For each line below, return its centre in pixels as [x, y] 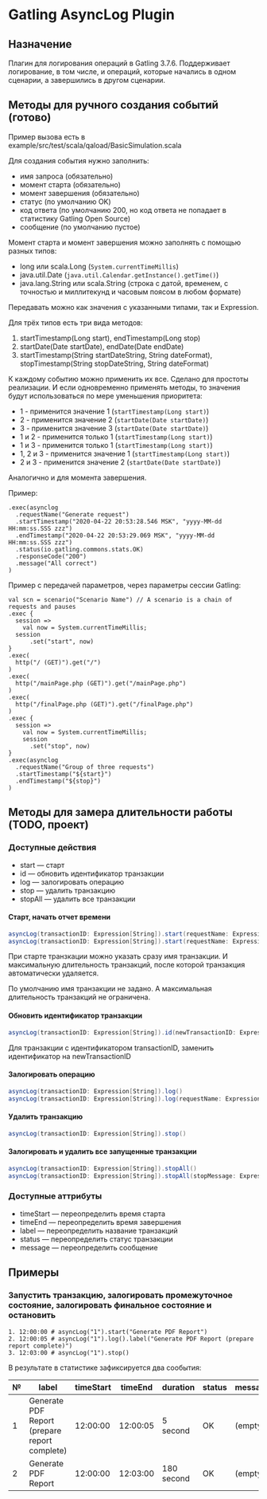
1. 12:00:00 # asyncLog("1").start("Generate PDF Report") [108, 1332]
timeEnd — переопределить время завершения [100, 1222]
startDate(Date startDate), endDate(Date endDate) [102, 346]
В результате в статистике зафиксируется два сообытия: [105, 1368]
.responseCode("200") [51, 556]
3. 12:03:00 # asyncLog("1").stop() [69, 1352]
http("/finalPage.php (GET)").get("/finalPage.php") [104, 704]
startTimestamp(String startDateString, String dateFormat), [116, 355]
